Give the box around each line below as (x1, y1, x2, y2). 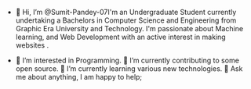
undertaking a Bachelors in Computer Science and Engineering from (15, 16, 237, 25)
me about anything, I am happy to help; (15, 73, 143, 81)
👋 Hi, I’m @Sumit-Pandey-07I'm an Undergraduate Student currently (15, 8, 237, 16)
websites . (15, 41, 49, 50)
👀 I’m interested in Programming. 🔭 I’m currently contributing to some (15, 55, 239, 65)
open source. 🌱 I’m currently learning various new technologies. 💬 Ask (15, 64, 243, 73)
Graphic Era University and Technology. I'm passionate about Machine (15, 24, 244, 33)
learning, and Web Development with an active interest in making (15, 32, 226, 41)
